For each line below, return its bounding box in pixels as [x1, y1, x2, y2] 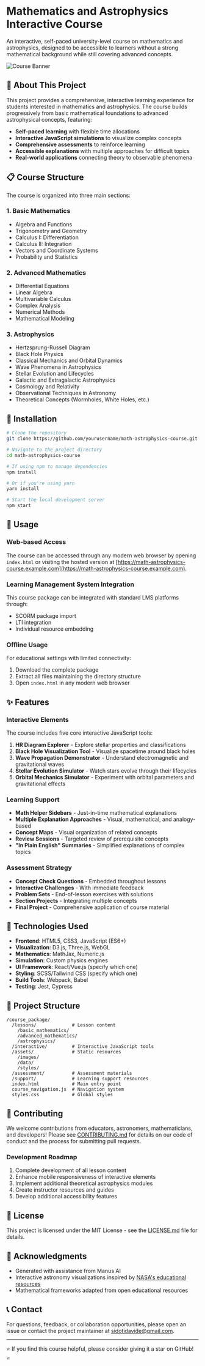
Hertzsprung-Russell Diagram [15, 344, 90, 351]
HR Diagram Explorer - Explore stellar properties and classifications [15, 741, 186, 748]
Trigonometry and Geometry [15, 227, 87, 234]
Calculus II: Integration [15, 240, 72, 247]
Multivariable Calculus [15, 295, 71, 303]
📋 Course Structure [6, 173, 84, 183]
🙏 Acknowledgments [6, 1251, 87, 1261]
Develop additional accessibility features [15, 1193, 118, 1200]
